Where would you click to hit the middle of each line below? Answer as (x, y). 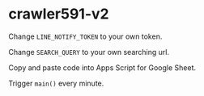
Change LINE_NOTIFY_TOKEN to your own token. (85, 36)
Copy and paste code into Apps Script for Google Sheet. (102, 67)
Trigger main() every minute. (56, 83)
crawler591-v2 (59, 14)
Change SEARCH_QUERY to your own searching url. (89, 52)
